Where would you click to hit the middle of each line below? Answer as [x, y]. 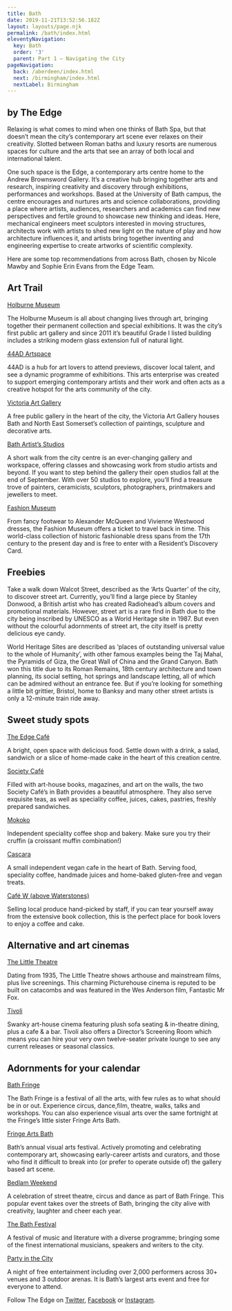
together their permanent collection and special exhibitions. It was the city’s [115, 325]
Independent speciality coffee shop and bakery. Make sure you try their [109, 833]
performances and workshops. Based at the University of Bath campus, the [114, 194]
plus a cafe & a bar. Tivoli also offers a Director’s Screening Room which [109, 1032]
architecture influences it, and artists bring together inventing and [100, 238]
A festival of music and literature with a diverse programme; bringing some [113, 1238]
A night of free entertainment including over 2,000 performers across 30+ [113, 1272]
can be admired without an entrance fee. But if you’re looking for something [115, 684]
